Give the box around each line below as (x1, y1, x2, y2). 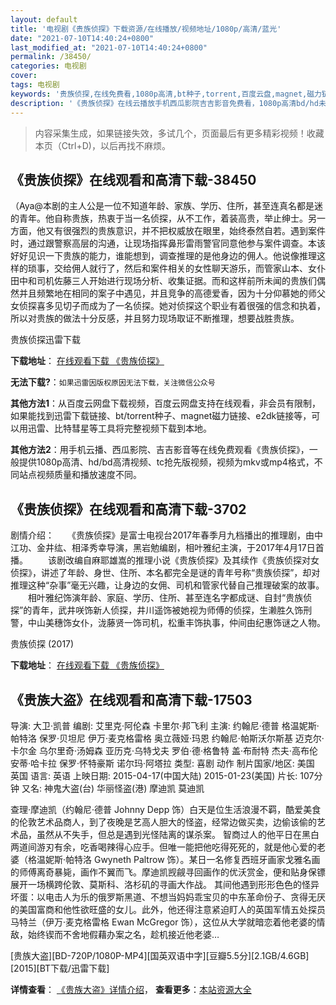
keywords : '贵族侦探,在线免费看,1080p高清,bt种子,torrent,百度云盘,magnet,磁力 (10, 89, 322, 99)
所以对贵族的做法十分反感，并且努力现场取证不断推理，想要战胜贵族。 (10, 312, 300, 325)
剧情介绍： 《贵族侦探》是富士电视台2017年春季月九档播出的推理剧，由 (10, 529, 315, 541)
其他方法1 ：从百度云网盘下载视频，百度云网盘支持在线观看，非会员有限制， (10, 397, 322, 410)
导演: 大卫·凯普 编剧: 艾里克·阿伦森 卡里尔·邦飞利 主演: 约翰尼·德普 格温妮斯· (10, 719, 320, 731)
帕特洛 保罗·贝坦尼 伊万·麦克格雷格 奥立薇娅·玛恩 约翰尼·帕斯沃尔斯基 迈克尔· (10, 732, 325, 744)
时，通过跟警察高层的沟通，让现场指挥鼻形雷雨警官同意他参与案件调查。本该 (10, 237, 326, 250)
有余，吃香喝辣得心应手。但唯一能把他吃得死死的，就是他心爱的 (53, 841, 317, 853)
